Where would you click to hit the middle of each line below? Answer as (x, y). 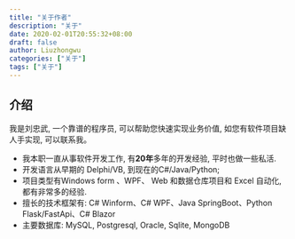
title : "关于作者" (41, 17)
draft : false (33, 42)
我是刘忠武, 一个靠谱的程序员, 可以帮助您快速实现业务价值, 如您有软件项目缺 (147, 128)
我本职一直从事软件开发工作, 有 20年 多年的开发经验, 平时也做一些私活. (149, 158)
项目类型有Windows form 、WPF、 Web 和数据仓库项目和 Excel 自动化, (151, 180)
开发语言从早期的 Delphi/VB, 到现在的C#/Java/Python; (120, 169)
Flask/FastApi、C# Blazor (69, 213)
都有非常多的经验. (54, 191)
